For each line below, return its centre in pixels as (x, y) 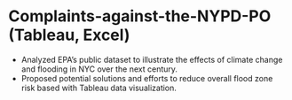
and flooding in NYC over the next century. (99, 69)
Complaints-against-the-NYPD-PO (140, 16)
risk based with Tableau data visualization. (99, 88)
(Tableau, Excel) (69, 35)
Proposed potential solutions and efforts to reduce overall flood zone (147, 78)
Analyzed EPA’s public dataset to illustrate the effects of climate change (152, 59)
